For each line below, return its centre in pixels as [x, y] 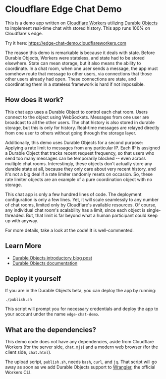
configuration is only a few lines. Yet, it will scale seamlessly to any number [82, 199]
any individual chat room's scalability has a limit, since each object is [75, 210]
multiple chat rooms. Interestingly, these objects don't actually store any [79, 163]
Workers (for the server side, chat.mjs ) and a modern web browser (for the [82, 347]
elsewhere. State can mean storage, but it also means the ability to [73, 63]
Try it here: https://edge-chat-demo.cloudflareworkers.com [66, 43]
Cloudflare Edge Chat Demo [64, 9]
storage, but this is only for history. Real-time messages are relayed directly [82, 127]
